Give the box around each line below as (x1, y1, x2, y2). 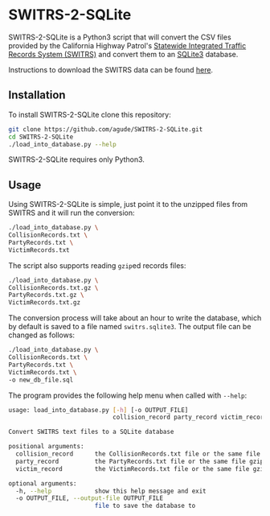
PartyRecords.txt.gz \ (8, 291, 84, 299)
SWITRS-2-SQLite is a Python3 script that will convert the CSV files (8, 32, 231, 42)
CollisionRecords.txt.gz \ (8, 283, 99, 291)
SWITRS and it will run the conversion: (8, 208, 135, 218)
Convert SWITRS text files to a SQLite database (8, 428, 174, 436)
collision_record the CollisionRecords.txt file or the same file (15, 450, 261, 458)
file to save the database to (94, 502, 196, 510)
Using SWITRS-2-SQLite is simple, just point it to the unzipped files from (8, 200, 248, 209)
